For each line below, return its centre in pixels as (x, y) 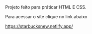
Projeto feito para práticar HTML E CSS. (46, 7)
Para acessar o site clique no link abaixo (46, 17)
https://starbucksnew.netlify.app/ (39, 26)
